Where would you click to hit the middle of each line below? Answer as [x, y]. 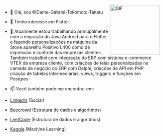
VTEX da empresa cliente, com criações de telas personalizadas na [79, 63]
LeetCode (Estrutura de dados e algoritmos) [55, 119]
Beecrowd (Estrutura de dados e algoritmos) [55, 110]
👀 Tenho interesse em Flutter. [40, 22]
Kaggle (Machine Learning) [38, 129]
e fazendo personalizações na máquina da [53, 42]
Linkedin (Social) [27, 100]
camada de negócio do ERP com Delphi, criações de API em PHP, [77, 68]
